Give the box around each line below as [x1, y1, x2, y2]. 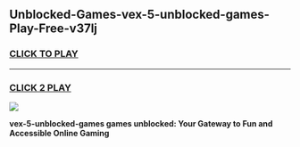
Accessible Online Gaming [9, 127, 110, 138]
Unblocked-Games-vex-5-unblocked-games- [9, 7, 271, 22]
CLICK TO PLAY [9, 48, 79, 61]
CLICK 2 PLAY [9, 81, 71, 94]
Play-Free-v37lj [9, 21, 98, 37]
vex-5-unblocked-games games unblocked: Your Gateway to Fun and [9, 118, 273, 128]
